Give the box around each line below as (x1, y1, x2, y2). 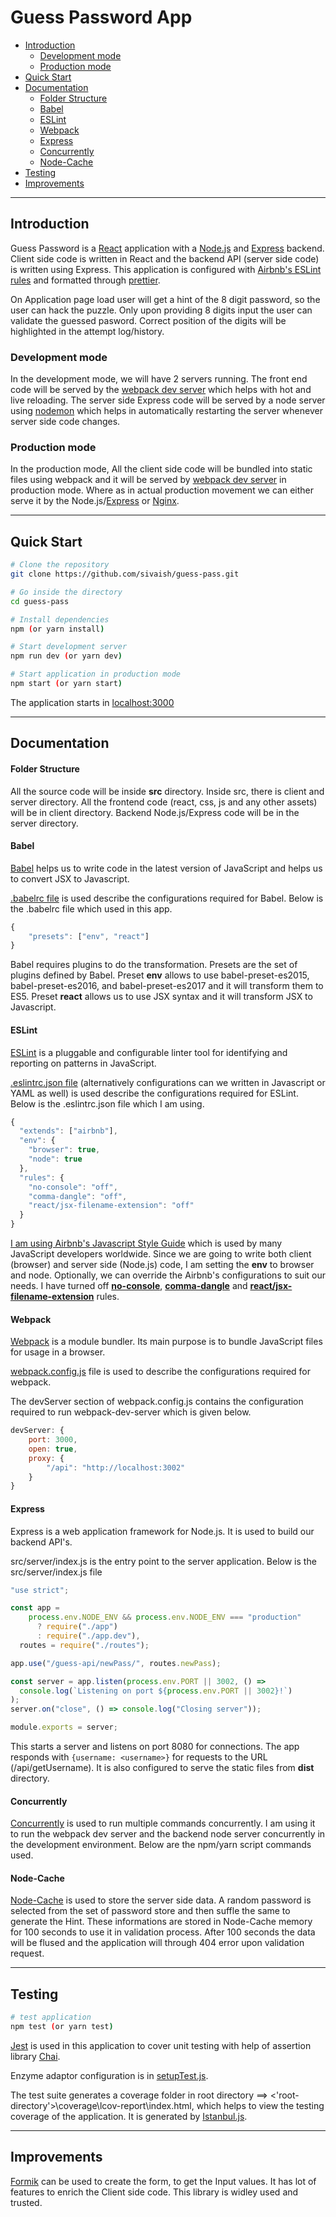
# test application (10, 2012, 92, 2023)
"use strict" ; (10, 1585, 70, 1595)
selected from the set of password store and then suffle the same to (10, 1905, 291, 1917)
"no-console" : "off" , (28, 1182, 118, 1192)
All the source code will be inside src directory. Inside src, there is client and (10, 785, 325, 797)
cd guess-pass (10, 596, 70, 606)
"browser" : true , (28, 1145, 101, 1155)
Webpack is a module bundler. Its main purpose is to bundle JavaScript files (10, 1336, 323, 1348)
